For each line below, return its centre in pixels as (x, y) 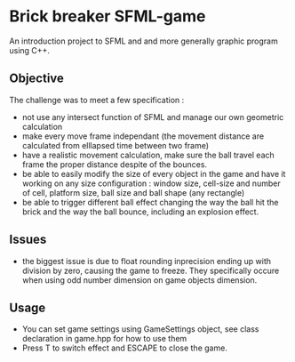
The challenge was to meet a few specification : (97, 100)
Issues (28, 240)
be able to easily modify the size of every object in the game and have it (154, 173)
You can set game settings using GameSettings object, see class (140, 329)
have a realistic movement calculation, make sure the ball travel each (148, 155)
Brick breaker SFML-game (108, 16)
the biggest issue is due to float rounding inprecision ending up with (147, 261)
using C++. (30, 50)
